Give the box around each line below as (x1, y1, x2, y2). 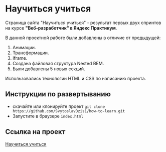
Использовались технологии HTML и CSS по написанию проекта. (5, 75, 146, 81)
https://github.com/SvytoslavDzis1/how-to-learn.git (12, 108, 125, 113)
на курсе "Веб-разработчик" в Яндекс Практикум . (5, 25, 117, 31)
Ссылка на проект (5, 127, 66, 136)
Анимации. (12, 44, 36, 50)
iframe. (12, 55, 28, 61)
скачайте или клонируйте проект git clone (12, 103, 105, 109)
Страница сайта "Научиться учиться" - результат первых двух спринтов (5, 20, 161, 26)
